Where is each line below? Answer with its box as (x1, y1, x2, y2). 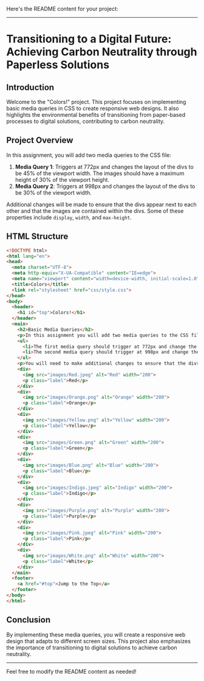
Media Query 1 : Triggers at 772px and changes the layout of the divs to (15, 163, 194, 170)
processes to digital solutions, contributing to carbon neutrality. (6, 118, 165, 125)
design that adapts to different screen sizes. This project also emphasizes (6, 637, 191, 645)
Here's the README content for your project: (6, 5, 118, 12)
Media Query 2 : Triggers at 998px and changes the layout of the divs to (15, 182, 195, 190)
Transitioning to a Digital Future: (6, 32, 172, 46)
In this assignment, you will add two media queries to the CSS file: (6, 151, 172, 159)
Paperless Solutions (6, 58, 110, 72)
